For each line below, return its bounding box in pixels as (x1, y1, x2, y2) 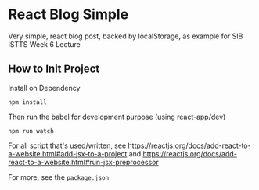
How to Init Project (8, 63, 100, 76)
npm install (8, 98, 47, 106)
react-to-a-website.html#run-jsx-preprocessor (8, 157, 159, 167)
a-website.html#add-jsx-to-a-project (8, 149, 128, 158)
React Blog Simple (8, 5, 129, 23)
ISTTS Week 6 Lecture (8, 39, 81, 48)
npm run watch (8, 127, 55, 134)
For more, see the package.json (8, 172, 110, 181)
